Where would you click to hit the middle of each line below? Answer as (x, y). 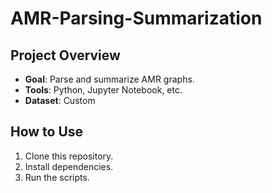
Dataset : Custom (60, 100)
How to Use (47, 132)
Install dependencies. (69, 166)
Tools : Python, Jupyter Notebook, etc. (103, 90)
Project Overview (65, 55)
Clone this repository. (69, 156)
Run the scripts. (57, 177)
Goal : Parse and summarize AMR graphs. (109, 79)
